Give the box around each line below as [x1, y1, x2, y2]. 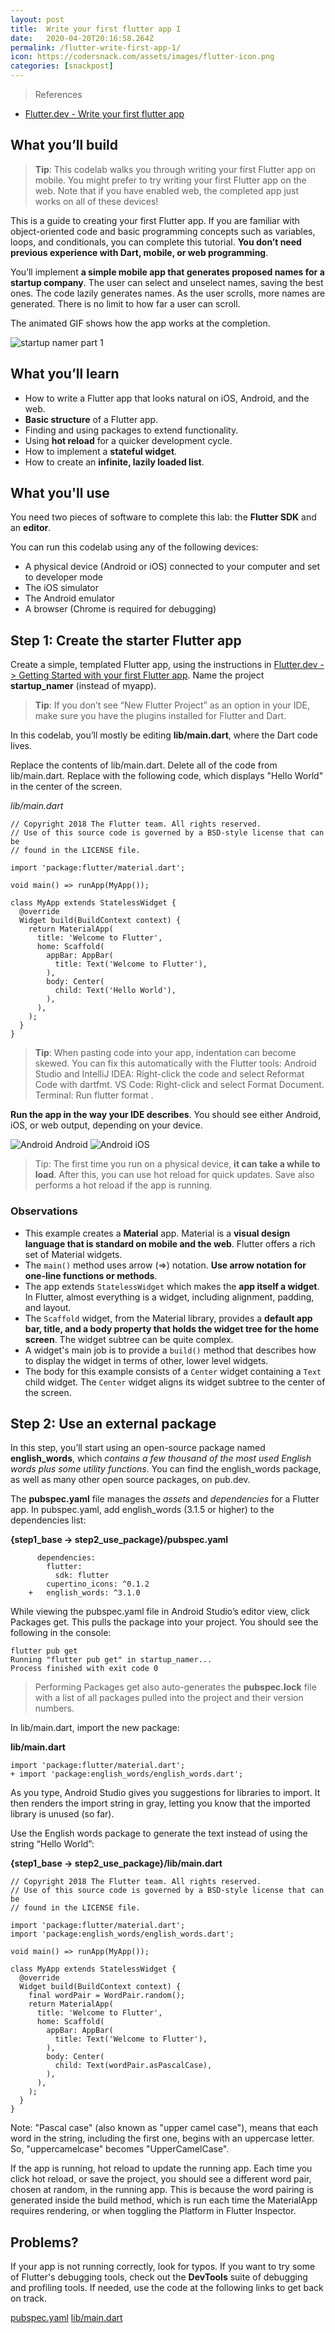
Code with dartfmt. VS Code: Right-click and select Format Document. [34, 1079, 325, 1091]
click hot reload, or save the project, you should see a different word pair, [10, 2173, 312, 2185]
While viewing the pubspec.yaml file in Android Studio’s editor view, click [10, 1606, 311, 1618]
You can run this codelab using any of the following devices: [10, 541, 259, 553]
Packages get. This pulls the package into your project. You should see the [10, 1616, 319, 1628]
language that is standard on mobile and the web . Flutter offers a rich [24, 1237, 316, 1250]
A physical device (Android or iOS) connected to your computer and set [24, 561, 321, 573]
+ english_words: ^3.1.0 [28, 1588, 141, 1598]
